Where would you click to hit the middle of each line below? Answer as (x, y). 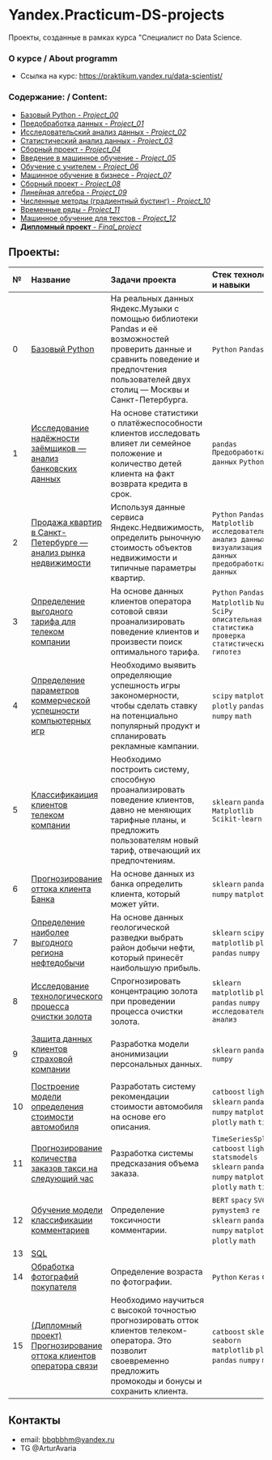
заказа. (125, 1174)
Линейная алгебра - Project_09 (73, 192)
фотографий (55, 1277)
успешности (55, 711)
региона (47, 953)
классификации (62, 1220)
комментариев (61, 1231)
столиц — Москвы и (150, 390)
